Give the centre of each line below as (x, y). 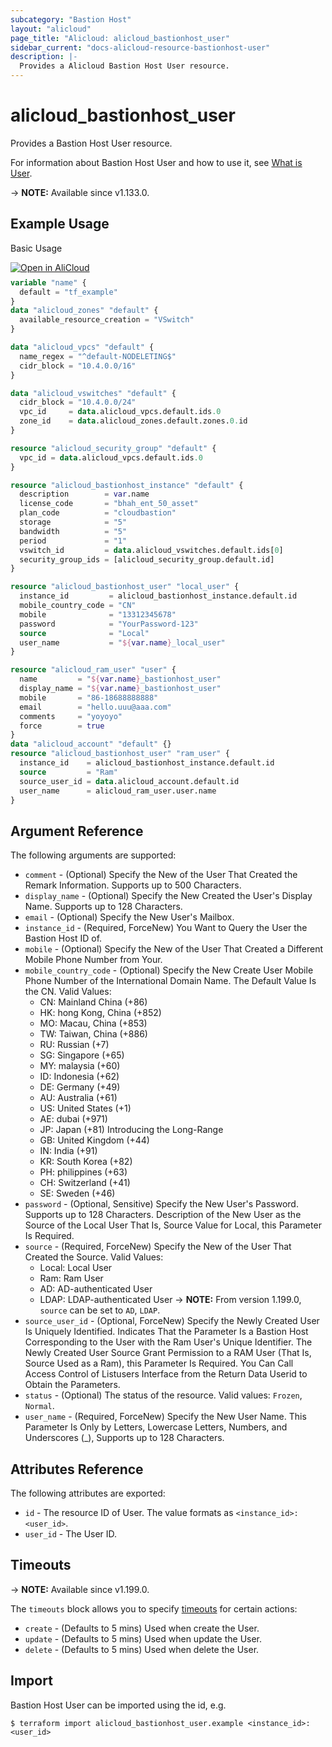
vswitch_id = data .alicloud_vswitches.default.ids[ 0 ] (151, 550)
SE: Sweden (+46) (77, 1193)
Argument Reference (77, 831)
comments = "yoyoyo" (71, 716)
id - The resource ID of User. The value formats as (129, 1512)
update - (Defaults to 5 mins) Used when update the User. (143, 1638)
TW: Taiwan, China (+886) (93, 1034)
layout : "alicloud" (51, 29)
